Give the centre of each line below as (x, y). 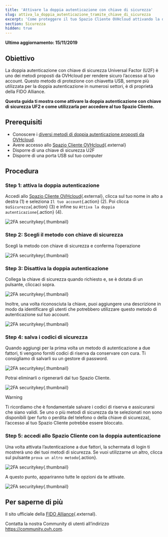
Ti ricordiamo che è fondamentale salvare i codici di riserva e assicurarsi (80, 407)
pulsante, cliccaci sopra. (30, 285)
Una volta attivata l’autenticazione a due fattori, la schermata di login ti (77, 447)
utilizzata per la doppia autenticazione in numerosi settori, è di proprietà (79, 86)
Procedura (22, 171)
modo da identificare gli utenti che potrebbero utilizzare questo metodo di (81, 309)
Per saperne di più (34, 502)
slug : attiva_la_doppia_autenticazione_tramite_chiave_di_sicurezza (78, 14)
